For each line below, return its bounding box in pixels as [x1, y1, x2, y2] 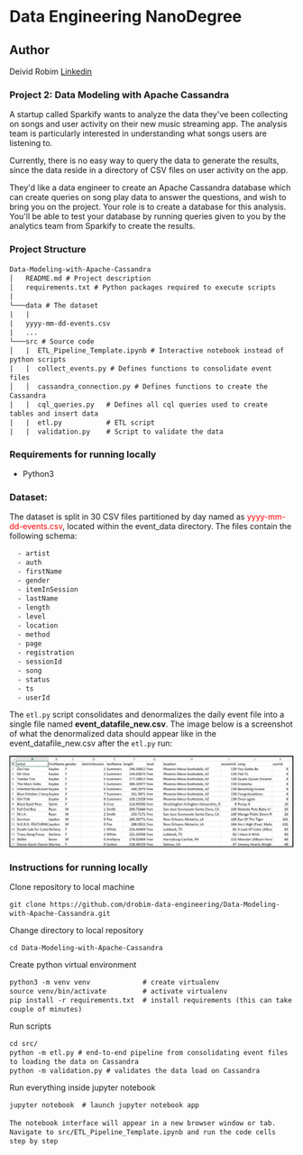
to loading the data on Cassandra [9, 1058, 140, 1067]
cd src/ [9, 1040, 39, 1049]
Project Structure [9, 243, 87, 256]
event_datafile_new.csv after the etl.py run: [9, 738, 173, 749]
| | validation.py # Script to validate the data [9, 426, 224, 436]
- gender [17, 576, 50, 585]
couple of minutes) [9, 1005, 83, 1014]
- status [17, 675, 50, 684]
